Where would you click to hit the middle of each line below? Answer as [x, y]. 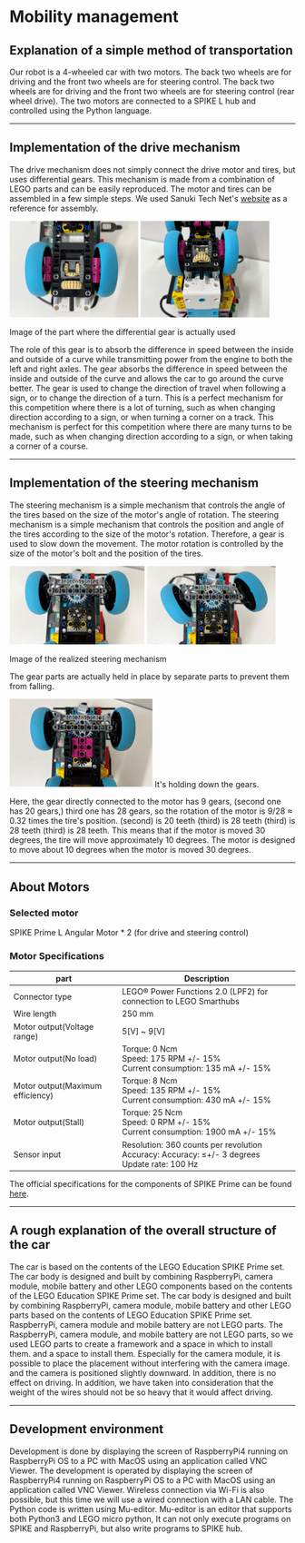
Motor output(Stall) [49, 1123]
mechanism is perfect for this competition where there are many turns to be [151, 426]
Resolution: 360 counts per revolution [192, 1144]
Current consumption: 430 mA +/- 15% [197, 1100]
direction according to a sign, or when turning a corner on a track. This [142, 417]
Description [207, 978]
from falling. [32, 686]
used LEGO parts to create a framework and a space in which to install [141, 1344]
